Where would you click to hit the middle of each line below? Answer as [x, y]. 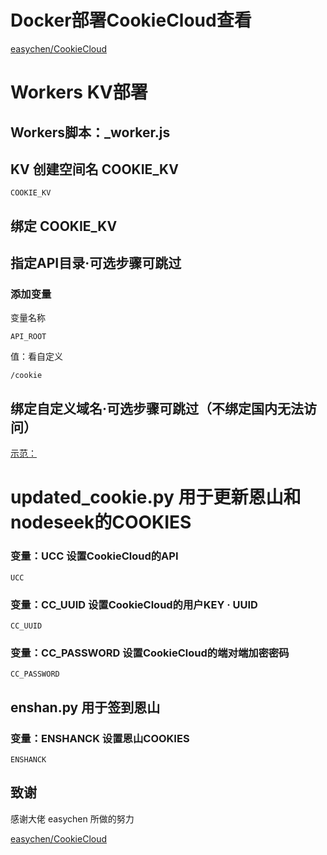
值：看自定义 [36, 357]
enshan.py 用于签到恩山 [85, 707]
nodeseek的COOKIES [101, 522]
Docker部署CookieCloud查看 [131, 20]
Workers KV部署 [79, 92]
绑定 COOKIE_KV [64, 226]
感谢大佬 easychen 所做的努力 [72, 818]
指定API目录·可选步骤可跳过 [96, 263]
